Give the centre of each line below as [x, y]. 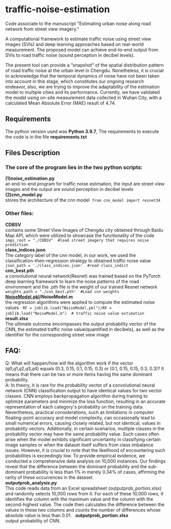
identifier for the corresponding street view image [57, 334]
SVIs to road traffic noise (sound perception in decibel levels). [70, 55]
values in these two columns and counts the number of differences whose [83, 510]
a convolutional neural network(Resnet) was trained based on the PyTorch [83, 276]
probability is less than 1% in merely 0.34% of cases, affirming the [96, 472]
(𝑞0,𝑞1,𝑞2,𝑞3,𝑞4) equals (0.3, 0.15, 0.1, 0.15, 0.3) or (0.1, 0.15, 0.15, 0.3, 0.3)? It [85, 368]
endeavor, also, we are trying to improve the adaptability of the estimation [83, 87]
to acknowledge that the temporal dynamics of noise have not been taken [82, 76]
